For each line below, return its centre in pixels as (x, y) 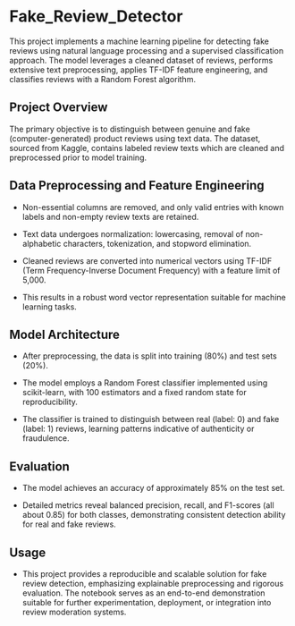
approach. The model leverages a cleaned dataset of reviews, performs (141, 60)
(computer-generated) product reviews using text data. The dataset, (135, 138)
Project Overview (59, 108)
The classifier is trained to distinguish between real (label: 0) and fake (151, 419)
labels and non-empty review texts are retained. (110, 216)
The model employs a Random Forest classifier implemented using (145, 383)
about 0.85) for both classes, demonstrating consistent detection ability (154, 515)
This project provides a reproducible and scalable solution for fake (144, 574)
